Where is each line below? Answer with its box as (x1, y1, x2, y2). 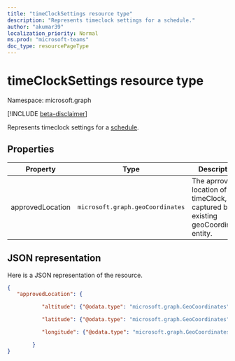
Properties (7, 143, 55, 155)
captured (192, 202, 222, 212)
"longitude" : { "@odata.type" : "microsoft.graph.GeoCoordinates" (41, 329, 233, 336)
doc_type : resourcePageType (7, 43, 90, 50)
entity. (192, 228, 213, 238)
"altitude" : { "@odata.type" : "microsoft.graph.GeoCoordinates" (41, 304, 230, 311)
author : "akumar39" (7, 23, 64, 30)
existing (192, 211, 218, 220)
